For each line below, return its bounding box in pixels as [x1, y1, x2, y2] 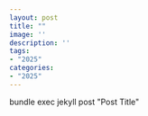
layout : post [9, 13, 59, 22]
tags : [9, 47, 30, 56]
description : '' [9, 38, 70, 48]
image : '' [9, 30, 47, 39]
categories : [9, 64, 54, 73]
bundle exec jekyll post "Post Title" [9, 96, 140, 107]
